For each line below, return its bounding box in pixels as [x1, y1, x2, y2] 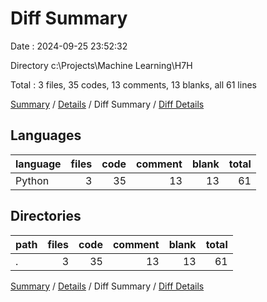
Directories [10, 208, 82, 225]
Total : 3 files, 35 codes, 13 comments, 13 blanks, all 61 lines [10, 78, 257, 91]
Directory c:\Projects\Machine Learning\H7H [10, 59, 193, 71]
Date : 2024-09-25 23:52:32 [10, 40, 128, 52]
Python [15, 173, 50, 187]
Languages [10, 127, 82, 144]
